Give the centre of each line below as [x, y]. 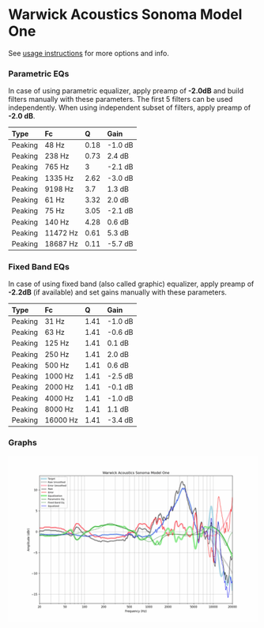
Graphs [23, 442]
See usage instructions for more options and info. [89, 53]
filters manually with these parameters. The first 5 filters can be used [121, 100]
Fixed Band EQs [39, 266]
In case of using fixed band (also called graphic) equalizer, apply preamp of [131, 284]
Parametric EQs [39, 73]
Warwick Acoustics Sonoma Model [125, 15]
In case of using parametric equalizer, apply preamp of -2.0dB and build [126, 91]
